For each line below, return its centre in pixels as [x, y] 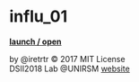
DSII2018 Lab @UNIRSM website [69, 68]
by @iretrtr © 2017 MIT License [67, 59]
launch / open [35, 41]
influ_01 [39, 17]
